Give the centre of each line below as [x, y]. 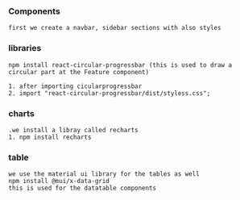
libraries [25, 48]
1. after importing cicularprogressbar [75, 86]
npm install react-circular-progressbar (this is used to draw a [120, 65]
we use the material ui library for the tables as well [104, 174]
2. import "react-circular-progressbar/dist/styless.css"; [110, 93]
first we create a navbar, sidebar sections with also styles [115, 28]
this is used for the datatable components [83, 188]
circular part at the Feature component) [79, 72]
